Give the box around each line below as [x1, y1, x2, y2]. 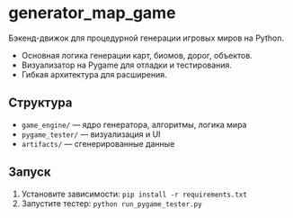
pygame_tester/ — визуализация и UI [21, 129, 161, 140]
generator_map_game [8, 3, 176, 23]
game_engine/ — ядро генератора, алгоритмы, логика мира [21, 119, 247, 130]
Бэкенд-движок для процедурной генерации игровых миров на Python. [8, 32, 285, 43]
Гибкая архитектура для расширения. [21, 68, 167, 79]
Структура [8, 95, 73, 111]
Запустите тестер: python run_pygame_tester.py [21, 197, 203, 209]
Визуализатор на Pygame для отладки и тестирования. [21, 59, 233, 70]
